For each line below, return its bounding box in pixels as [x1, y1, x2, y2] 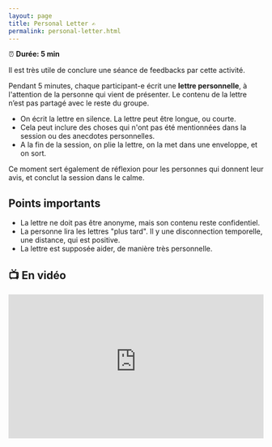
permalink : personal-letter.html [8, 27, 121, 35]
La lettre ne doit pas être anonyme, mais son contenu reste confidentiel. [19, 218, 261, 228]
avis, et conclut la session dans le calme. [8, 173, 145, 183]
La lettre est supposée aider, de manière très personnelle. [19, 244, 213, 254]
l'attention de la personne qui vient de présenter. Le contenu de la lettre [8, 90, 247, 100]
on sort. [19, 148, 47, 158]
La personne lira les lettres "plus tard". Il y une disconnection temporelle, [19, 226, 263, 236]
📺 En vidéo [8, 269, 66, 282]
